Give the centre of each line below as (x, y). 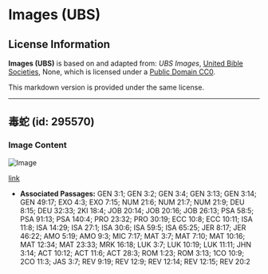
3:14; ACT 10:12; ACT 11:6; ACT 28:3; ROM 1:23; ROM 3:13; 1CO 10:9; (132, 252)
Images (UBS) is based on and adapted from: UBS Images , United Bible (126, 63)
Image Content (38, 145)
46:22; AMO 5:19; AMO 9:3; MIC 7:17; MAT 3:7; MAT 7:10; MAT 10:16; (132, 236)
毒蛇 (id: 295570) (51, 122)
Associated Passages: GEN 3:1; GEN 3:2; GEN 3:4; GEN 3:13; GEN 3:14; (138, 193)
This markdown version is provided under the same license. (106, 87)
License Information (59, 44)
